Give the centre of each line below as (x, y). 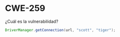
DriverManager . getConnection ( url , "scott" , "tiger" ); (60, 30)
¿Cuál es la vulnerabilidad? (32, 21)
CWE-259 (25, 8)
